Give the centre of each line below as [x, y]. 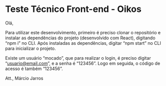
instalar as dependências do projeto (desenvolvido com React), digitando [80, 38]
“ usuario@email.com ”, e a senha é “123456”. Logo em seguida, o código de [83, 63]
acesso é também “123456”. [34, 69]
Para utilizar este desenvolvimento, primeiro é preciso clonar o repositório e [83, 32]
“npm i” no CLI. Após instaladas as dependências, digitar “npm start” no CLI [83, 43]
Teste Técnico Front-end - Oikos [73, 9]
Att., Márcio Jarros [24, 78]
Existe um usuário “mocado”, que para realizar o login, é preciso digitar [78, 58]
